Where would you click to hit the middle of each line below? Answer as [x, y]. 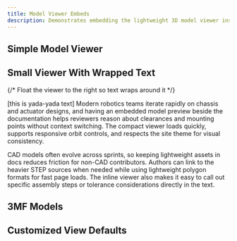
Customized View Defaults [67, 231]
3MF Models [35, 207]
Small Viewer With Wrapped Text [81, 73]
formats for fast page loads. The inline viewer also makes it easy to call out [116, 177]
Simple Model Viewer [55, 49]
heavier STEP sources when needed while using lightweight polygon [107, 169]
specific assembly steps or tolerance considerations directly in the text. [111, 185]
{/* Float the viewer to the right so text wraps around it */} [91, 89]
